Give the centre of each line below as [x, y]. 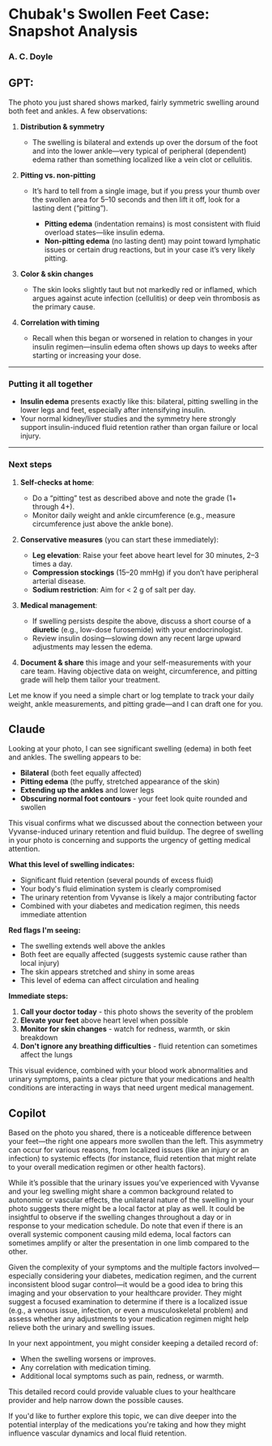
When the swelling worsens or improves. [88, 1359]
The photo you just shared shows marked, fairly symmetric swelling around [134, 102]
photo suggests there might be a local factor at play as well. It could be [127, 1209]
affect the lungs [46, 1055]
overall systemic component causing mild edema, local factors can [120, 1235]
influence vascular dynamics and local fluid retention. [98, 1433]
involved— [242, 1267]
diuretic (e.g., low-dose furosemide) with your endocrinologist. [137, 629]
